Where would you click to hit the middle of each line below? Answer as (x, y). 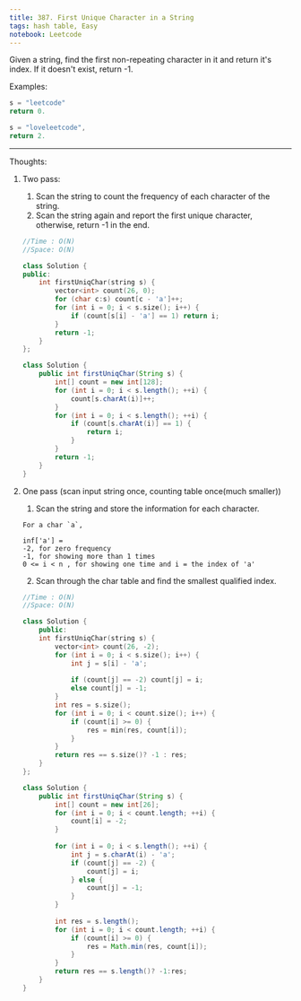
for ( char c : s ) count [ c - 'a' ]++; (119, 300)
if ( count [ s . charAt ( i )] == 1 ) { (131, 424)
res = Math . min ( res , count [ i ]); (147, 946)
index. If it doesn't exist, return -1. (71, 69)
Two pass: (41, 178)
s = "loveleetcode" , (48, 128)
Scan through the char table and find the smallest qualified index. (156, 580)
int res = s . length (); (97, 921)
